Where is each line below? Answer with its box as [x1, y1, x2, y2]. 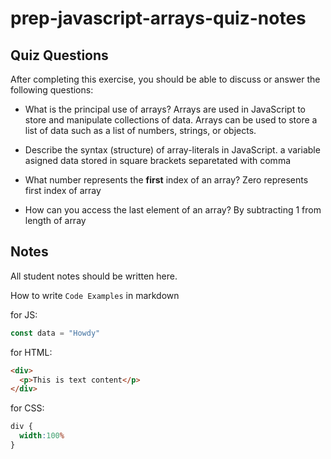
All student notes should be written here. [10, 270, 178, 282]
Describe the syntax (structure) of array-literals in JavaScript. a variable [24, 144, 321, 156]
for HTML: [10, 346, 53, 358]
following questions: [10, 84, 94, 96]
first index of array [24, 185, 102, 196]
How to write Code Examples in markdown [10, 289, 180, 301]
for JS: [10, 308, 38, 321]
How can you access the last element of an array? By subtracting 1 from [24, 204, 322, 216]
